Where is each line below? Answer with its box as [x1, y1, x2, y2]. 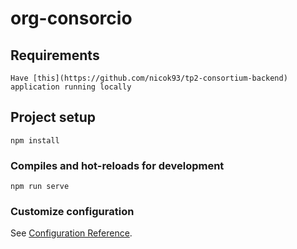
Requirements [10, 47, 100, 64]
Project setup [10, 109, 97, 126]
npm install [10, 135, 60, 146]
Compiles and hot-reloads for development [10, 158, 225, 172]
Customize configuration [10, 205, 135, 219]
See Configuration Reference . [10, 227, 133, 239]
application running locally [10, 82, 132, 92]
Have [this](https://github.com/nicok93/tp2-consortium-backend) [10, 73, 288, 83]
